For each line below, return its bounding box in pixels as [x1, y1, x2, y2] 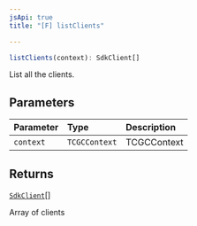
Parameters [9, 95, 75, 110]
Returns [9, 166, 55, 182]
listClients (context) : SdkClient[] [9, 53, 140, 62]
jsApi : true [9, 12, 53, 22]
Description [125, 121, 177, 134]
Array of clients [9, 207, 65, 217]
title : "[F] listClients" [9, 21, 104, 30]
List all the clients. [9, 69, 75, 80]
